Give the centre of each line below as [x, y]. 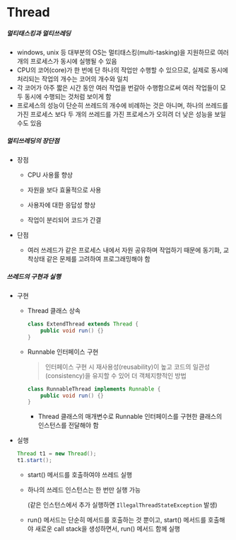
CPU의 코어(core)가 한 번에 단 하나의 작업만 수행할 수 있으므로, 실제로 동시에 [123, 70]
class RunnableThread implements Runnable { [94, 389]
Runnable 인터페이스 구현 [63, 352]
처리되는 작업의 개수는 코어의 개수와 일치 [72, 79]
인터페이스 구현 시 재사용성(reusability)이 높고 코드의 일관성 [127, 367]
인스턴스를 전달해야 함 [69, 425]
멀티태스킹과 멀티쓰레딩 [39, 33]
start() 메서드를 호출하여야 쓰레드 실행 [79, 475]
